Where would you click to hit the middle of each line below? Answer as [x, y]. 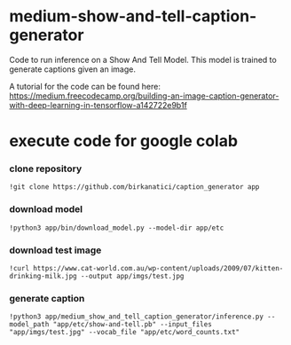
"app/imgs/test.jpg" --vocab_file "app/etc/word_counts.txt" [125, 333]
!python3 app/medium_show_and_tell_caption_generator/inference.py [137, 317]
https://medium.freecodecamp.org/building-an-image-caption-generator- [144, 96]
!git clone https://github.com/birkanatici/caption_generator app [134, 187]
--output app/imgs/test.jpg [132, 277]
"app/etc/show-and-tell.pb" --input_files [133, 325]
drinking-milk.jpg [43, 277]
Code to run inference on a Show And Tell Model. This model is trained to [143, 59]
